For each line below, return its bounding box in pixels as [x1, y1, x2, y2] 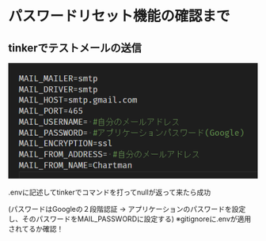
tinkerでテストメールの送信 [8, 41, 142, 55]
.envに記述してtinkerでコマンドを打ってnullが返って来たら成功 [8, 187, 211, 197]
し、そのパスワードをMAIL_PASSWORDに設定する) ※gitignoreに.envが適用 [8, 214, 252, 224]
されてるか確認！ [8, 224, 64, 233]
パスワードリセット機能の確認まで [8, 7, 231, 25]
